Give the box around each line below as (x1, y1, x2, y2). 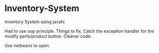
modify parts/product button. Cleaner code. (4, 33, 92, 39)
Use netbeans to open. (4, 42, 50, 48)
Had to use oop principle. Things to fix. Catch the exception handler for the (4, 28, 154, 34)
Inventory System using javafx (4, 19, 65, 25)
